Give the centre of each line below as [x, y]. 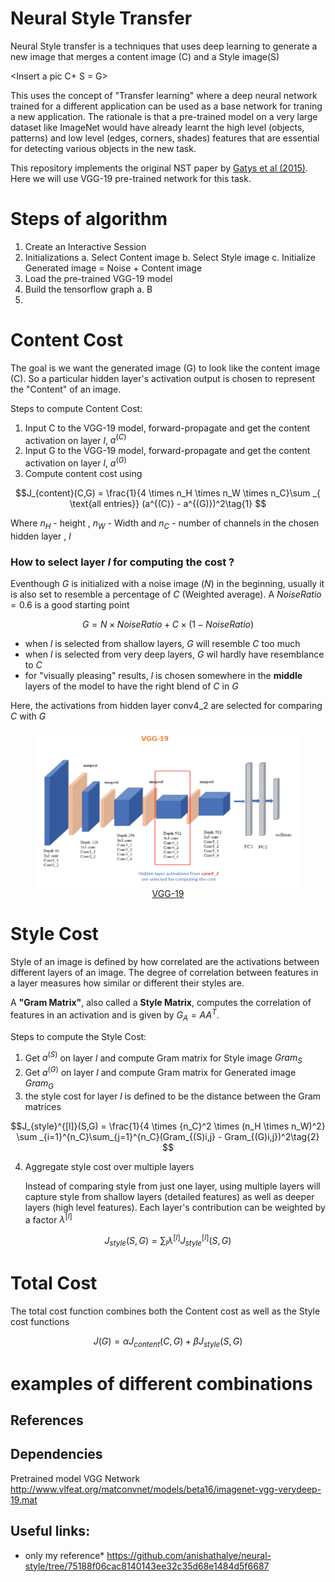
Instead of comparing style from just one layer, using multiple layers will [172, 1186]
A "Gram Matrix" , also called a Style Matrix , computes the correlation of [161, 1003]
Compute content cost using [83, 474]
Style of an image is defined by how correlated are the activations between [165, 962]
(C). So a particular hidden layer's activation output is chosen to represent [163, 378]
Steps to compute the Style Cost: [78, 1036]
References [47, 1420]
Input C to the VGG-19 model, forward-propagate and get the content [167, 428]
